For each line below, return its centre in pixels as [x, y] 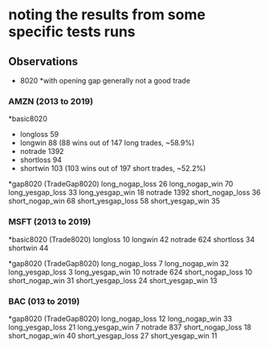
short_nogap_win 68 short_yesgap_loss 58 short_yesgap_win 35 [114, 201]
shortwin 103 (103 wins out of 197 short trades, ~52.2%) [113, 168]
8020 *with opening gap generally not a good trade [105, 81]
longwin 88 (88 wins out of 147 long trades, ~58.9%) [107, 143]
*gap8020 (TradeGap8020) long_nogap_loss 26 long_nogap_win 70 [121, 184]
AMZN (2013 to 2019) [51, 101]
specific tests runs [72, 32]
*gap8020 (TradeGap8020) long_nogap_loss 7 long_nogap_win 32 [119, 263]
